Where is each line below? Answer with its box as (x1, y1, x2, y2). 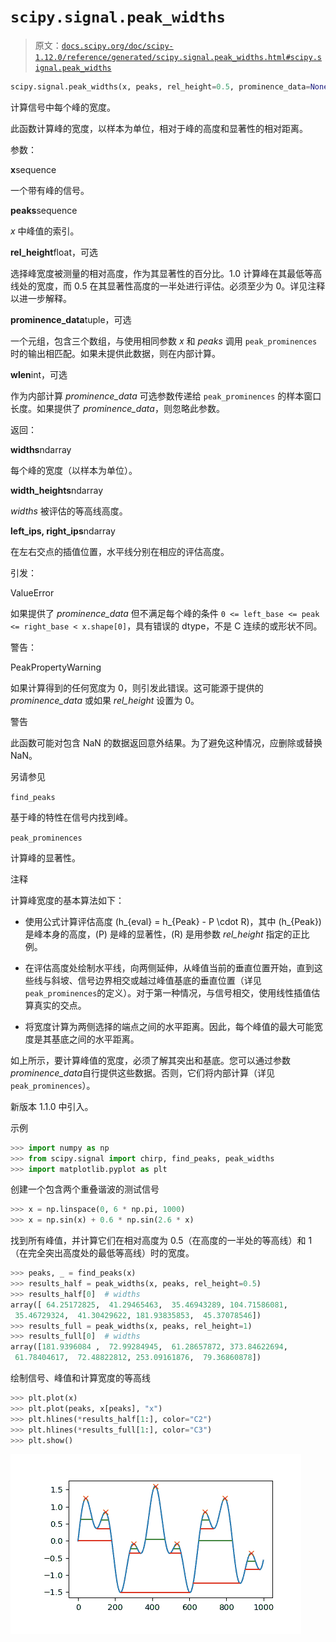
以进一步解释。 (10, 292, 72, 304)
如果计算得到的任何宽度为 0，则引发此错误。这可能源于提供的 (10, 681, 264, 694)
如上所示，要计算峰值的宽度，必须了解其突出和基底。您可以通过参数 (10, 1054, 291, 1066)
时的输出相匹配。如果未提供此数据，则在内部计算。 (10, 347, 221, 359)
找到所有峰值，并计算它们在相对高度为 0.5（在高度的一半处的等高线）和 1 (10, 1235, 313, 1247)
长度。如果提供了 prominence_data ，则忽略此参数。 (10, 402, 225, 414)
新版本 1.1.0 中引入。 (10, 1100, 94, 1112)
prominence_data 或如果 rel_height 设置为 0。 (10, 694, 200, 706)
